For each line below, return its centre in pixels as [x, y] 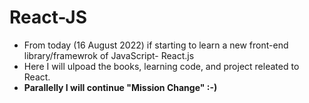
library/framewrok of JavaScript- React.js [109, 55]
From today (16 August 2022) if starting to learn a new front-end [156, 45]
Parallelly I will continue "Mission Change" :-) [120, 87]
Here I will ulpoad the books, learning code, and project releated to [161, 66]
